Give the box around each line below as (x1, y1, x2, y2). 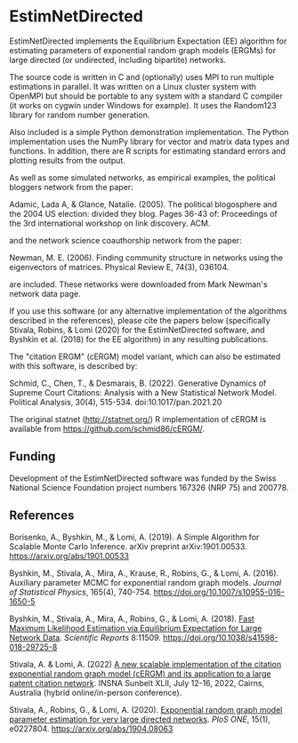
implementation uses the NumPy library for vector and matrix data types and (9, 136, 290, 147)
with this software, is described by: (9, 360, 138, 371)
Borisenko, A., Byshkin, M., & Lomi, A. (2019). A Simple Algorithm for (9, 531, 260, 542)
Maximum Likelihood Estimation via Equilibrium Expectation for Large (9, 622, 262, 633)
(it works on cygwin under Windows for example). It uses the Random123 (9, 100, 278, 110)
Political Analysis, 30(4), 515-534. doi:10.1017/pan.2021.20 (9, 396, 222, 407)
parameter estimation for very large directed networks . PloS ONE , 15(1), (9, 714, 271, 724)
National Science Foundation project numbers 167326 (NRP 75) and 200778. (9, 482, 289, 492)
